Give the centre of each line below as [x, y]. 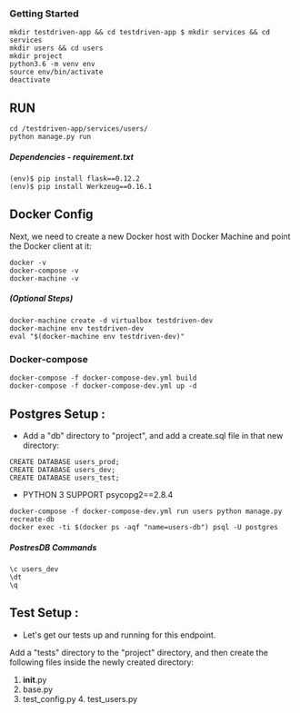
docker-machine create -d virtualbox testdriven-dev [111, 321]
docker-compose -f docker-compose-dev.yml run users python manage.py [146, 511]
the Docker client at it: [51, 246]
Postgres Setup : [58, 414]
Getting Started [44, 14]
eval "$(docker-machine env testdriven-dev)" [97, 336]
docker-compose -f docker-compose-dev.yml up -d [103, 386]
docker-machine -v [44, 278]
